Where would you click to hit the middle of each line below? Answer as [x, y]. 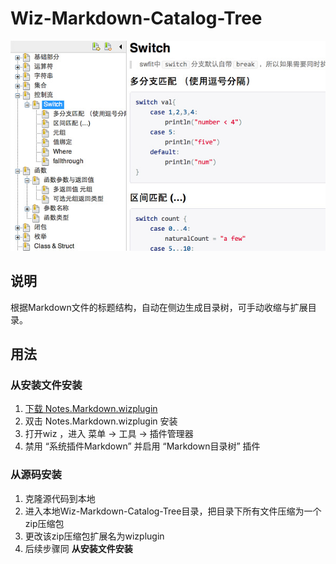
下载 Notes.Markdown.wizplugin [91, 409]
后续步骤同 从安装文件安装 [78, 548]
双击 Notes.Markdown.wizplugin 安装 [101, 421]
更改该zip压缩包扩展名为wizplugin [94, 536]
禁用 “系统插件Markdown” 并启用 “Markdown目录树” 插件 [142, 446]
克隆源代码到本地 [60, 498]
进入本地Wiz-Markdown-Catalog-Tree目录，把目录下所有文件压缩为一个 [173, 511]
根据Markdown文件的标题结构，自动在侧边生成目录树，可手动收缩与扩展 [159, 307]
